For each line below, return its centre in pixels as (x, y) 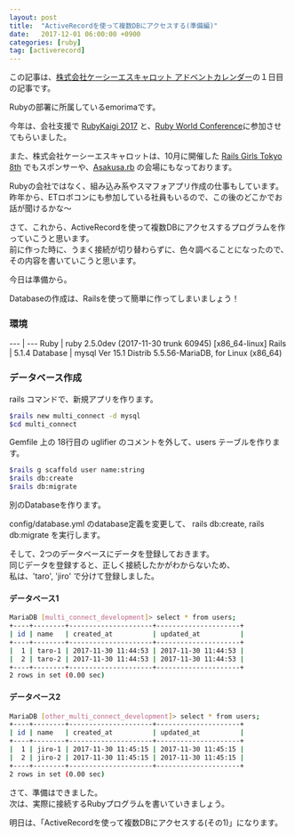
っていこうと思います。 (52, 239)
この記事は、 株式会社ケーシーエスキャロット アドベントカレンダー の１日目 (147, 77)
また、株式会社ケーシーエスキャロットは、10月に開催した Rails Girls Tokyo (146, 156)
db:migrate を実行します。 (57, 535)
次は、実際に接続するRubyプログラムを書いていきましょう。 (119, 803)
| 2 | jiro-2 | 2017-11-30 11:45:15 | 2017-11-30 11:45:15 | (127, 758)
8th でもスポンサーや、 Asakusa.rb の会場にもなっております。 (123, 167)
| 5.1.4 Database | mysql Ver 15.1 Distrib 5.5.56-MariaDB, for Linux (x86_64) (146, 353)
